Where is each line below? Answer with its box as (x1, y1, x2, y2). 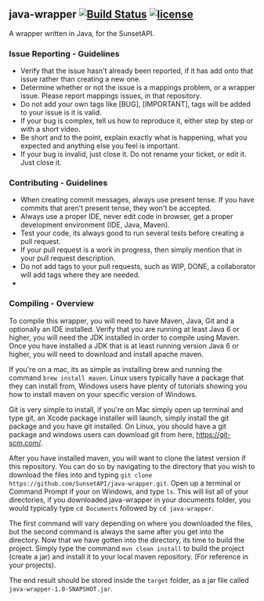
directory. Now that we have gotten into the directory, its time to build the (9, 535, 245, 545)
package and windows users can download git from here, (9, 429, 195, 439)
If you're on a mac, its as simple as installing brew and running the (9, 364, 222, 373)
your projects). (9, 560, 57, 570)
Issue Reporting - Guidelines (9, 48, 120, 59)
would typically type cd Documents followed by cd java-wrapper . (9, 503, 214, 512)
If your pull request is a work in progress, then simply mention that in (20, 245, 242, 255)
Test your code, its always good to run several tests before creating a (20, 228, 244, 238)
